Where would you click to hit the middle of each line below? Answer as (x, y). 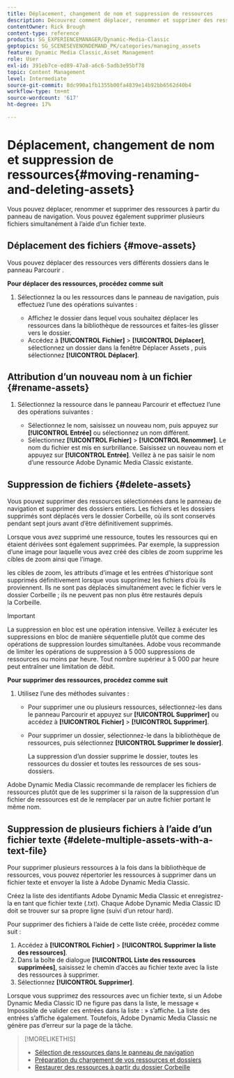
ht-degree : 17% (29, 105)
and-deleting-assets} (71, 190)
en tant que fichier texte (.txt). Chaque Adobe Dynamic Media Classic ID (117, 904)
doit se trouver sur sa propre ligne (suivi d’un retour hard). (91, 911)
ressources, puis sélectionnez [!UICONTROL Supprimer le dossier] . (125, 743)
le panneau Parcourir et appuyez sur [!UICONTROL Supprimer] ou (123, 714)
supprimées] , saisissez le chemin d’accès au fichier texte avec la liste (118, 968)
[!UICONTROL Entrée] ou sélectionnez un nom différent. (109, 433)
